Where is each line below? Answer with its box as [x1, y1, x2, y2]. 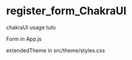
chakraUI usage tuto [6, 24, 56, 31]
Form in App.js [6, 35, 42, 42]
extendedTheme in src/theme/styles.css [6, 46, 105, 54]
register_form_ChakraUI [6, 4, 127, 18]
